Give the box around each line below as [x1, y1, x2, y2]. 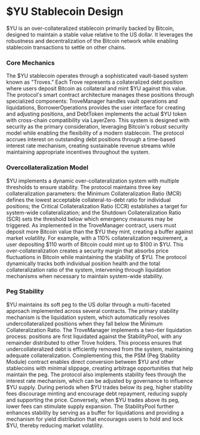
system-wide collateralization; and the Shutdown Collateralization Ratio [6, 209, 181, 216]
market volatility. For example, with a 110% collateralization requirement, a [6, 234, 188, 241]
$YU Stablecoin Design [6, 5, 124, 19]
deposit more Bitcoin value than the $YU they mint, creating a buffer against [6, 228, 193, 235]
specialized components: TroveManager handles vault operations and [6, 98, 178, 105]
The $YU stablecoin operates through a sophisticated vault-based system [6, 72, 188, 80]
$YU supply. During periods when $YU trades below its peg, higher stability [6, 384, 193, 391]
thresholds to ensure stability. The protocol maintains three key [6, 183, 161, 190]
